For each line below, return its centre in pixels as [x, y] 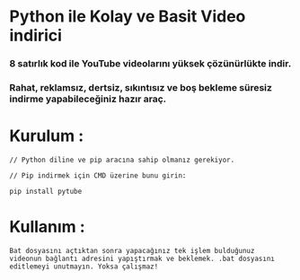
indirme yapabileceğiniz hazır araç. [88, 99]
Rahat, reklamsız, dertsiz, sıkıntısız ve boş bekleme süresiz [141, 88]
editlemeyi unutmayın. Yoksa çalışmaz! [84, 267]
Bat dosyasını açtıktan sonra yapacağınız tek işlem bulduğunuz [132, 250]
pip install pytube [46, 191]
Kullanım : [47, 227]
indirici [36, 35]
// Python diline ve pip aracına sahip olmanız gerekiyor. [122, 160]
